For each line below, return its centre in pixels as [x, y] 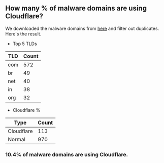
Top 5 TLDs [25, 44]
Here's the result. [23, 34]
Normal [17, 139]
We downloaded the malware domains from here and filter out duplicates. [82, 28]
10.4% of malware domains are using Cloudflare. [67, 154]
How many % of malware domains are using [76, 8]
